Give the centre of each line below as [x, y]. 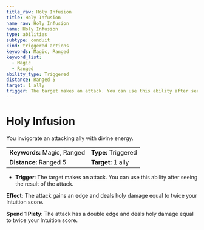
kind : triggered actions [38, 46]
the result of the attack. [44, 184]
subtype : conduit [28, 40]
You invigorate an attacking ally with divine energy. [70, 138]
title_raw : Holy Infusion [39, 12]
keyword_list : [24, 57]
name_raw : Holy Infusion [38, 23]
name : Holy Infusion [32, 29]
